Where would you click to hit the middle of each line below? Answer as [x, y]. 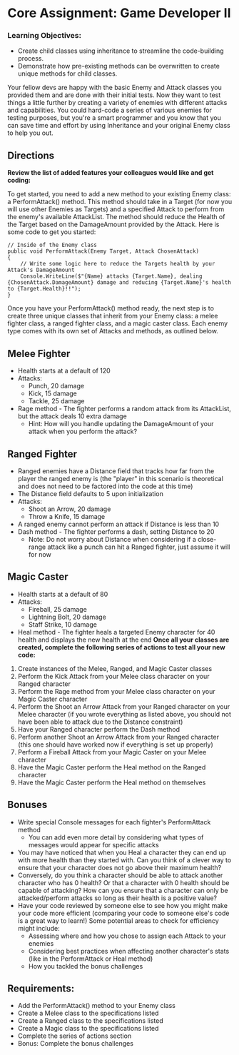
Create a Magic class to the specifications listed [88, 1029]
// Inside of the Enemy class [52, 245]
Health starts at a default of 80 [63, 594]
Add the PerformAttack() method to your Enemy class [97, 1006]
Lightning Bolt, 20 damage [67, 617]
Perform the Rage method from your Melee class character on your [116, 691]
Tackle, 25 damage [56, 401]
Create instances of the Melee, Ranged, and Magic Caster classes [115, 668]
